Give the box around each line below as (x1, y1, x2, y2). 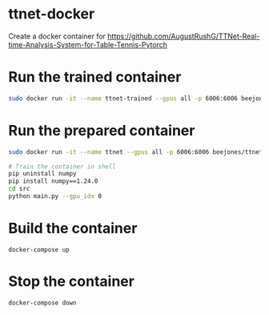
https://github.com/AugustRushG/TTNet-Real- (107, 31, 260, 41)
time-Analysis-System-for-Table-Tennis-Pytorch (8, 39, 168, 49)
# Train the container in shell (8, 162, 116, 171)
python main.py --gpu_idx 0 (8, 192, 102, 200)
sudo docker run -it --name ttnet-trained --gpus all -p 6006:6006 (8, 94, 239, 103)
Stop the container (8, 273, 134, 291)
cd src (8, 185, 30, 193)
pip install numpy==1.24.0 (8, 177, 98, 185)
